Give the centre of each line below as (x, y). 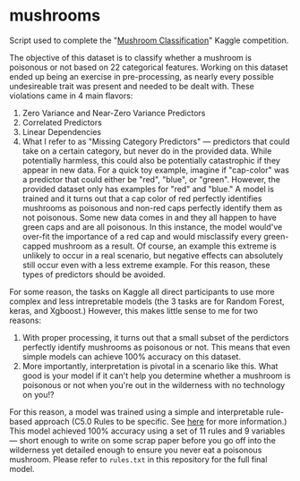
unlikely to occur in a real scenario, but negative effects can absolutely (153, 255)
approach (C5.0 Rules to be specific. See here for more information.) (161, 421)
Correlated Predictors (62, 122)
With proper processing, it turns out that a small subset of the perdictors (155, 337)
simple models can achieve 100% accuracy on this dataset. (132, 356)
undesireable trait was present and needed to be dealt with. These (132, 86)
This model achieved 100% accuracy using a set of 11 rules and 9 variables (147, 431)
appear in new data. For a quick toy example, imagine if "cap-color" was (155, 170)
